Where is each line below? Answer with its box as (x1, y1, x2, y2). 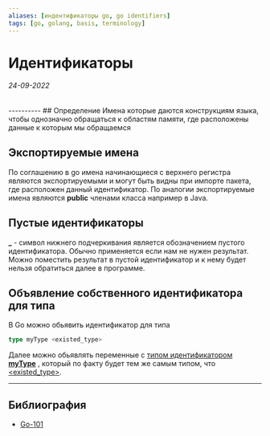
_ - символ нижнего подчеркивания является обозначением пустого (8, 238, 245, 247)
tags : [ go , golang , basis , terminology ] (8, 19, 146, 27)
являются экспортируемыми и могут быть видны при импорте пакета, (8, 176, 252, 185)
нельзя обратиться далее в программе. (8, 263, 145, 273)
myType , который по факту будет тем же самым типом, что (8, 359, 216, 369)
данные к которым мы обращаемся (8, 122, 131, 132)
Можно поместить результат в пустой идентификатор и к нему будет (8, 255, 247, 264)
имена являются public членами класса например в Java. (8, 193, 209, 202)
